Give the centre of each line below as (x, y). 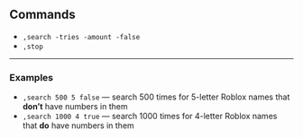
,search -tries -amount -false (81, 37)
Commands (43, 15)
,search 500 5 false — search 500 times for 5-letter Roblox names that (156, 97)
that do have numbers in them (78, 125)
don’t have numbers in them (75, 107)
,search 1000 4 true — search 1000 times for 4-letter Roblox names (150, 116)
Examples (32, 77)
